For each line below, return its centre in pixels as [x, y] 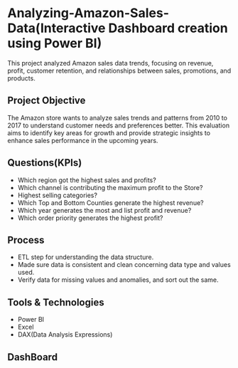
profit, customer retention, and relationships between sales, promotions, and [119, 70]
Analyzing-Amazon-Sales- [88, 13]
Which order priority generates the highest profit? [90, 218]
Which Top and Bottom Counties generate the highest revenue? [110, 203]
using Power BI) [55, 43]
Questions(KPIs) [45, 163]
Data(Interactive [56, 28]
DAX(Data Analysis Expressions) [65, 335]
